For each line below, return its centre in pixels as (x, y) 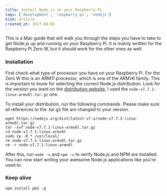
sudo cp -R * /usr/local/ (32, 136)
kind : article (20, 19)
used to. (14, 165)
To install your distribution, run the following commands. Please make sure (82, 104)
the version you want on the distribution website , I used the (67, 89)
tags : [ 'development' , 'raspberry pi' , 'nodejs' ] (58, 15)
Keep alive (18, 178)
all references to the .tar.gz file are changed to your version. (67, 109)
